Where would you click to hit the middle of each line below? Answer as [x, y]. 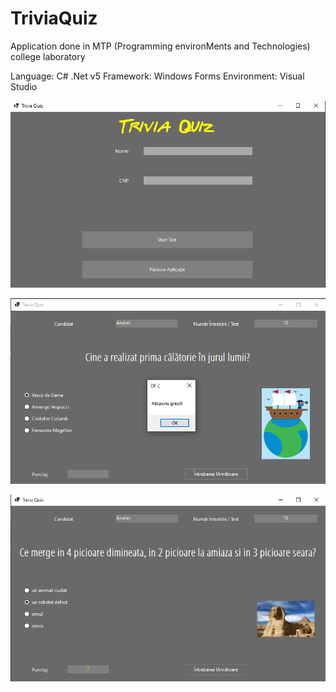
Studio [24, 86]
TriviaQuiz [54, 18]
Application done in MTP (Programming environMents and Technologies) [160, 46]
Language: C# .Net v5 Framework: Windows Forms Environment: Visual [157, 76]
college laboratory [48, 56]
